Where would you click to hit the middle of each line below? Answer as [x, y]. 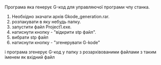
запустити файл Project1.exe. [41, 27]
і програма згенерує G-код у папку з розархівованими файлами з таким [80, 52]
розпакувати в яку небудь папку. [46, 22]
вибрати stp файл [30, 37]
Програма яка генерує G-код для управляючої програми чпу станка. [77, 7]
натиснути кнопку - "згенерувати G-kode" [56, 43]
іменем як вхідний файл [30, 57]
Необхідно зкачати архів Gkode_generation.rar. [61, 16]
